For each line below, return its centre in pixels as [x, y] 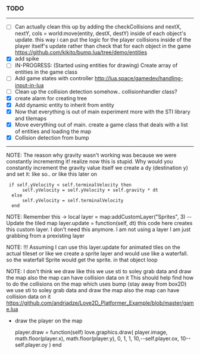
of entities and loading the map [53, 131]
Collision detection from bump [52, 137]
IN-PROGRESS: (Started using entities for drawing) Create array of [96, 65]
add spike [27, 59]
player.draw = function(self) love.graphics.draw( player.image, [91, 332]
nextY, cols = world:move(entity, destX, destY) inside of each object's [100, 33]
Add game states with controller [54, 78]
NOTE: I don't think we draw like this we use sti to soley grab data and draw [99, 271]
